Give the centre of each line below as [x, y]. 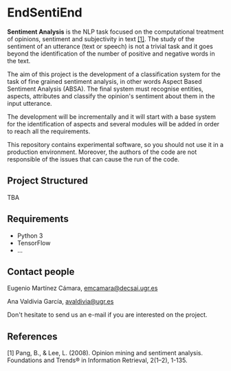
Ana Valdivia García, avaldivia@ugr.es [60, 302]
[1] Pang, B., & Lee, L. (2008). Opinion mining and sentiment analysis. [105, 353]
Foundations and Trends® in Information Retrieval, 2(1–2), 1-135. [97, 360]
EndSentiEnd [45, 13]
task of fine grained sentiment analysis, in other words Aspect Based [104, 81]
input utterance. [30, 103]
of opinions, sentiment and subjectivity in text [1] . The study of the [101, 38]
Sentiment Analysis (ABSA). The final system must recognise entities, [106, 89]
